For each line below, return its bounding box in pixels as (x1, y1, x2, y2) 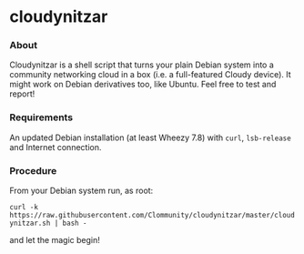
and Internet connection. (9, 141, 102, 152)
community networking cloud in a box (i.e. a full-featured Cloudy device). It (9, 69, 291, 80)
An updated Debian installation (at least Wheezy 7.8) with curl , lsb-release (9, 132, 291, 143)
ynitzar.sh (9, 218, 51, 229)
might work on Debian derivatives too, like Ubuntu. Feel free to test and (9, 79, 277, 90)
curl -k (9, 203, 39, 212)
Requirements (9, 111, 74, 124)
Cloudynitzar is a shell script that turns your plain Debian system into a (9, 59, 275, 70)
